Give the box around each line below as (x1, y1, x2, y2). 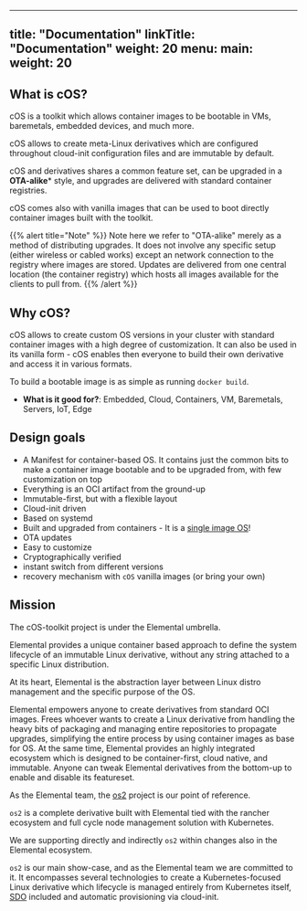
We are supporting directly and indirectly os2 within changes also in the (9, 834, 278, 845)
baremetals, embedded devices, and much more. (9, 121, 195, 132)
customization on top (22, 473, 103, 484)
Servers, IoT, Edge (22, 404, 93, 415)
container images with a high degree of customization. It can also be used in (9, 339, 297, 350)
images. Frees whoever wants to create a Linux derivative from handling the (9, 714, 295, 725)
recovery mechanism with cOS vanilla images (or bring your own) (22, 570, 266, 581)
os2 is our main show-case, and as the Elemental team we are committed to (9, 862, 294, 873)
